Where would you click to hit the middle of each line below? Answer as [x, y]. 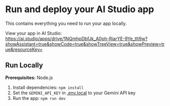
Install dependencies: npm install [48, 87]
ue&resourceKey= [24, 49]
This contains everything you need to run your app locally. [66, 23]
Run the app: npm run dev [39, 98]
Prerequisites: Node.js [29, 78]
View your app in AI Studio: [33, 33]
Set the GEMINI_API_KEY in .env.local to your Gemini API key [74, 93]
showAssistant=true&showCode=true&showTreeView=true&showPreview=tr [85, 44]
